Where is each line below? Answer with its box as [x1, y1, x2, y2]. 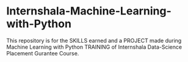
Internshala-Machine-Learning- [6, 4, 172, 18]
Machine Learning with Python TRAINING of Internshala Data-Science [6, 43, 182, 51]
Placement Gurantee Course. [6, 49, 79, 57]
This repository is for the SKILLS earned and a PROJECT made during [6, 37, 182, 44]
